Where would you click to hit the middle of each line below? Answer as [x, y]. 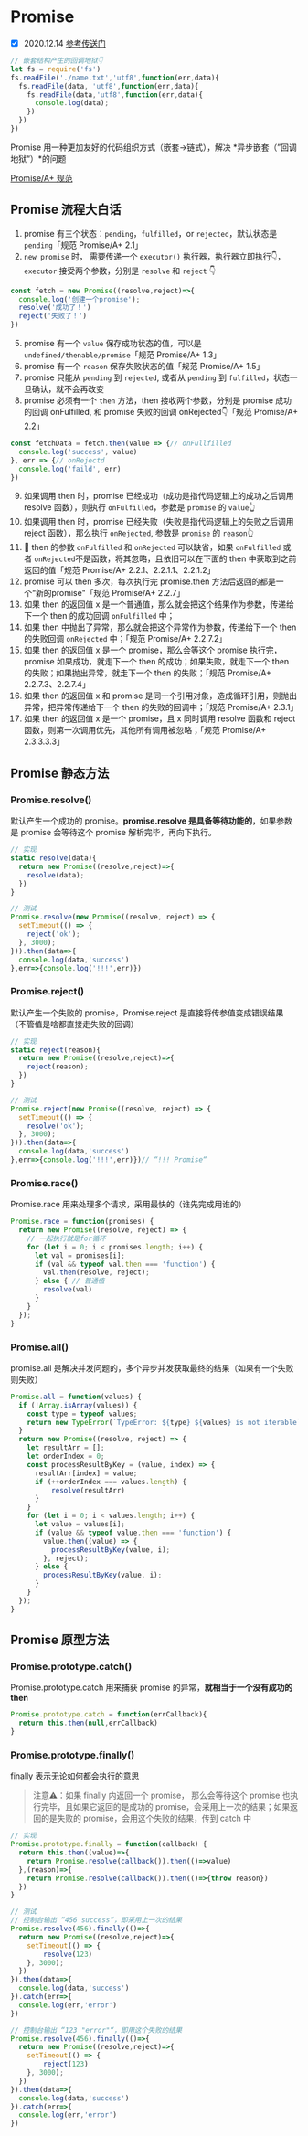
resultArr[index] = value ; [86, 1473]
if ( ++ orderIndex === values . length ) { [110, 1482]
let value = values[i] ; [80, 1525]
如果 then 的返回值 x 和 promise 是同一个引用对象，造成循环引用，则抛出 [160, 696]
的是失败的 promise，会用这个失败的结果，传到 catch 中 [146, 1818]
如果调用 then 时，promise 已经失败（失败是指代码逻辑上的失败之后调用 [159, 522]
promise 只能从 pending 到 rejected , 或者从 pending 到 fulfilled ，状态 [157, 377]
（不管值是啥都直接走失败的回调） [74, 1024]
